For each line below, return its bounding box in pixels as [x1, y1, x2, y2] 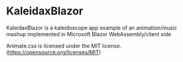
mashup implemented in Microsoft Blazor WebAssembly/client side [6, 30, 172, 37]
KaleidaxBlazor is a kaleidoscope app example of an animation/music [6, 24, 178, 31]
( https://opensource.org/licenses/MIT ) [6, 48, 101, 55]
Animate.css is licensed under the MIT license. [6, 42, 122, 49]
